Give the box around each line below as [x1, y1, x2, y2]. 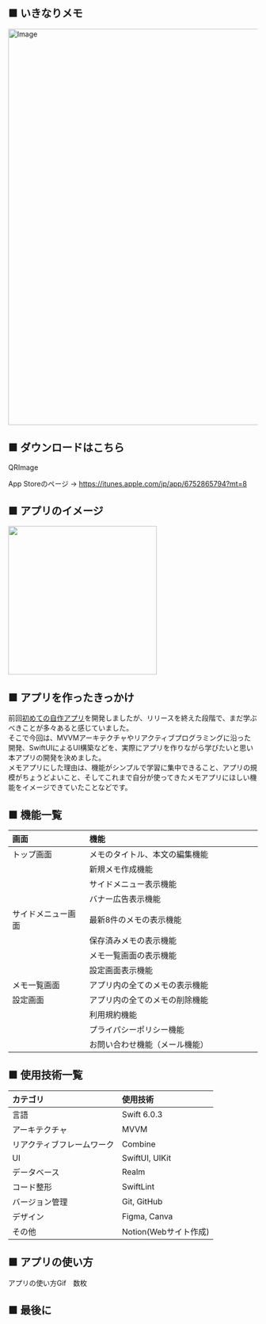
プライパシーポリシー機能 [89, 1024, 184, 1036]
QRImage [8, 462, 39, 472]
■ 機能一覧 [8, 808, 63, 822]
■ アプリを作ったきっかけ [8, 691, 135, 704]
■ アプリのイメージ [8, 505, 104, 518]
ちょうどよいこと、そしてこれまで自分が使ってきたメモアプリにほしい [21, 773, 250, 782]
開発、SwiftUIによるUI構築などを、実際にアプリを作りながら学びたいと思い [8, 743, 254, 753]
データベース [12, 1166, 60, 1177]
